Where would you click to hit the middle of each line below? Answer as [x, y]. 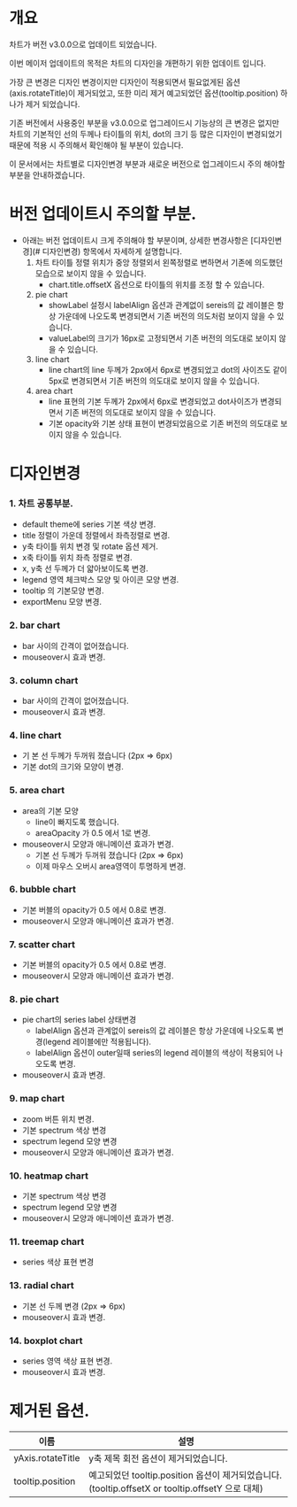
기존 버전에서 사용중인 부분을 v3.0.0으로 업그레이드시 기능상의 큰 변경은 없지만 [145, 123]
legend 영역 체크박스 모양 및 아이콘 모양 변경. [100, 580]
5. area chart [37, 791]
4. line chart [35, 735]
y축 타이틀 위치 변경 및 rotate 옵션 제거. [90, 546]
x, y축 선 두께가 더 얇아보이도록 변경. [85, 568]
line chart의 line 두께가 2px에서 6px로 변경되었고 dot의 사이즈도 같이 [168, 369]
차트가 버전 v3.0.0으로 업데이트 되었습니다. [83, 44]
